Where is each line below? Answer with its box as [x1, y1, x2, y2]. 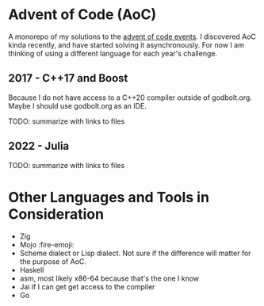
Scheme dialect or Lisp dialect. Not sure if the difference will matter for [19, 248, 251, 258]
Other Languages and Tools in [8, 188, 210, 206]
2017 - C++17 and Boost [8, 71, 128, 85]
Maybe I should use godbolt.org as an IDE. [8, 101, 147, 110]
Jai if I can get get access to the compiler [19, 281, 155, 291]
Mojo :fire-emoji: [19, 239, 75, 249]
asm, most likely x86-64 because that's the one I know [19, 273, 200, 283]
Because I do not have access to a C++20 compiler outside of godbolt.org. [8, 93, 252, 102]
